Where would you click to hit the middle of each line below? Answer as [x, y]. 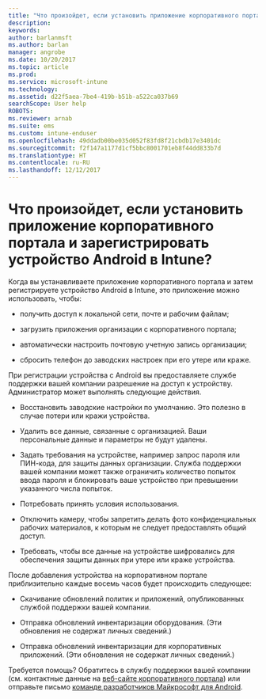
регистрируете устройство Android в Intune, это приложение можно [124, 290]
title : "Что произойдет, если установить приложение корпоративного [123, 15]
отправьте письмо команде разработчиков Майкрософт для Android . [125, 686]
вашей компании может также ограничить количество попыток [127, 471]
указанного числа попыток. [66, 488]
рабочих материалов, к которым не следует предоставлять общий [133, 527]
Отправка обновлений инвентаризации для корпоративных [120, 646]
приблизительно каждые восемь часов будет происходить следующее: [130, 583]
